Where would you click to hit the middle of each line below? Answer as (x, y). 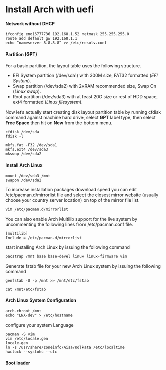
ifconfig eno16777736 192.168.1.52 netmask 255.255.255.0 (67, 34)
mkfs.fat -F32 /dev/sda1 (31, 145)
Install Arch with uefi (50, 9)
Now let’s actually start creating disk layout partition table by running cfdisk (83, 112)
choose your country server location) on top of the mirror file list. (72, 200)
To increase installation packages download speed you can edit (71, 189)
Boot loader (18, 363)
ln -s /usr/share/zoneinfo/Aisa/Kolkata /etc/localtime (65, 347)
